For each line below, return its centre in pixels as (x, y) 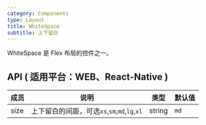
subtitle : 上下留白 (33, 33)
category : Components (38, 13)
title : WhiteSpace (33, 26)
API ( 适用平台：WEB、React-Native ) (88, 77)
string (159, 111)
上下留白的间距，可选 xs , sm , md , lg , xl (87, 111)
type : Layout (26, 20)
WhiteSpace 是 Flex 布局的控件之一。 (60, 53)
